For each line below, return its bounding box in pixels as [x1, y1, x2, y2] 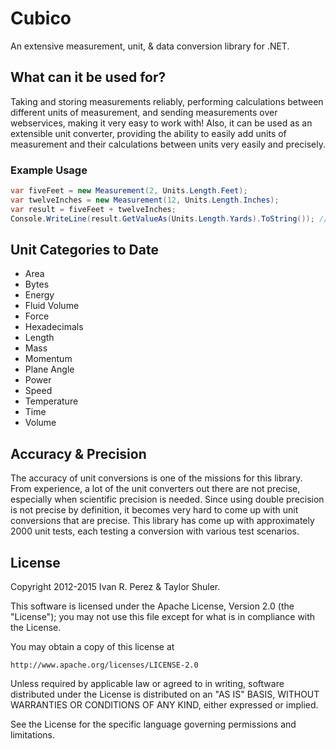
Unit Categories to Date [10, 241, 159, 258]
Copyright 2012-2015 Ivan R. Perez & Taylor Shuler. [10, 580, 221, 592]
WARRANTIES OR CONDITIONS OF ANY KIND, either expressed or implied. [10, 698, 319, 711]
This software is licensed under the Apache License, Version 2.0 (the [10, 600, 295, 612]
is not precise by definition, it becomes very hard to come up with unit [10, 504, 299, 516]
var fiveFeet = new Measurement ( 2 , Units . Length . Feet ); [10, 186, 248, 196]
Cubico [10, 7, 72, 30]
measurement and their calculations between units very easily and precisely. [10, 138, 326, 150]
